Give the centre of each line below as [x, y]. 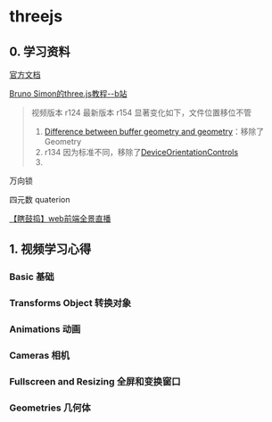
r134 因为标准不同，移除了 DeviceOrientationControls [141, 152]
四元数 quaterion [40, 199]
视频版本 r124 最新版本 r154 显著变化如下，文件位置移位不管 [141, 112]
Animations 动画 [45, 329]
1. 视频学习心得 [50, 249]
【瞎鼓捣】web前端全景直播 [60, 219]
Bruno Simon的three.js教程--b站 [68, 94]
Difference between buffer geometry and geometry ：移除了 [154, 132]
